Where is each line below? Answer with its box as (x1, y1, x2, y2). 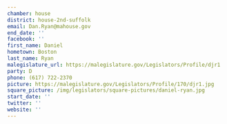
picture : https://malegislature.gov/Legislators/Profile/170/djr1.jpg (7, 81, 215, 87)
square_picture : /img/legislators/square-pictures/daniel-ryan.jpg (7, 87, 206, 94)
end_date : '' (7, 29, 45, 37)
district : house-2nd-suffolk (7, 17, 91, 23)
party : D (7, 68, 32, 74)
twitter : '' (7, 100, 41, 107)
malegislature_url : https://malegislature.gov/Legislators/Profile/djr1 (7, 61, 221, 68)
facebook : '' (7, 36, 45, 43)
